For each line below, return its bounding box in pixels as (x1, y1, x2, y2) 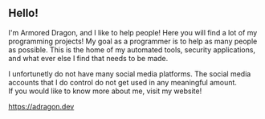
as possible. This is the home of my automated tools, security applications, (8, 44, 255, 55)
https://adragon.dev (8, 101, 75, 111)
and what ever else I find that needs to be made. (8, 53, 169, 63)
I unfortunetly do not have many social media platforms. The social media (8, 68, 251, 79)
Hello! (8, 6, 39, 20)
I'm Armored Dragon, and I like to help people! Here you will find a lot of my (8, 27, 258, 37)
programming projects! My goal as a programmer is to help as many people (8, 36, 258, 46)
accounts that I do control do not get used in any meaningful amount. (8, 77, 237, 87)
